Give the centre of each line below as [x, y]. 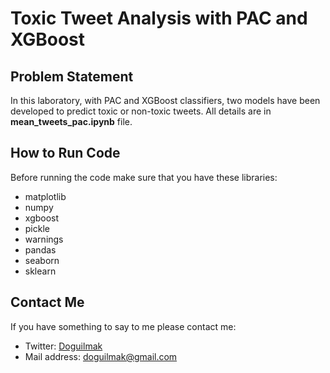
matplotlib [45, 196]
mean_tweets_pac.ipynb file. [71, 121]
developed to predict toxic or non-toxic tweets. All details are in [141, 111]
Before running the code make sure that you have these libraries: [144, 177]
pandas [40, 249]
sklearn [40, 271]
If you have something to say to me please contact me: [123, 326]
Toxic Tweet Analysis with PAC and [159, 18]
